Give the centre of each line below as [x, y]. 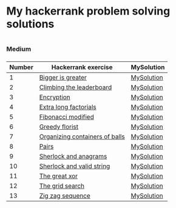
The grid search [62, 186]
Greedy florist [59, 127]
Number [21, 67]
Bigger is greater [63, 78]
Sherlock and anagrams [73, 156]
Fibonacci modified [66, 117]
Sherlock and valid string [75, 166]
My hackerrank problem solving [88, 11]
